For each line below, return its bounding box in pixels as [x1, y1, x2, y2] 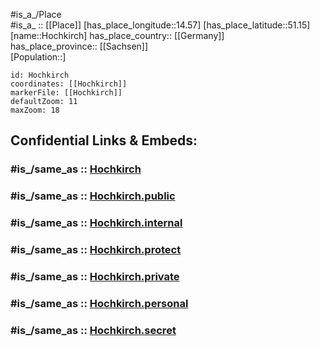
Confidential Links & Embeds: [10, 132, 198, 149]
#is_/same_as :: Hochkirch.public [10, 189, 176, 203]
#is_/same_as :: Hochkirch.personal [10, 296, 189, 310]
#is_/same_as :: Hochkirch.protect [10, 243, 182, 257]
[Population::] [10, 51, 67, 63]
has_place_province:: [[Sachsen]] [10, 40, 149, 52]
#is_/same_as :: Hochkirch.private [10, 270, 180, 283]
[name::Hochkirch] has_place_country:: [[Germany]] [10, 30, 225, 41]
